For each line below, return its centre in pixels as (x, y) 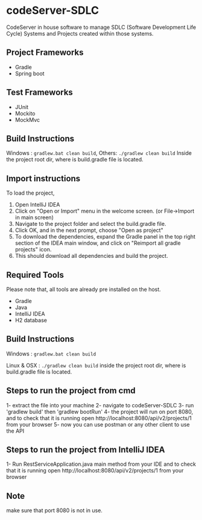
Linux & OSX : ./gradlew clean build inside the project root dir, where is (96, 365)
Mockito (25, 113)
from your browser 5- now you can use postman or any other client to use (98, 424)
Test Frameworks (40, 92)
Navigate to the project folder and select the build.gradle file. (90, 224)
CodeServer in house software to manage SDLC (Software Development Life (101, 27)
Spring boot (30, 74)
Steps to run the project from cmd (71, 391)
